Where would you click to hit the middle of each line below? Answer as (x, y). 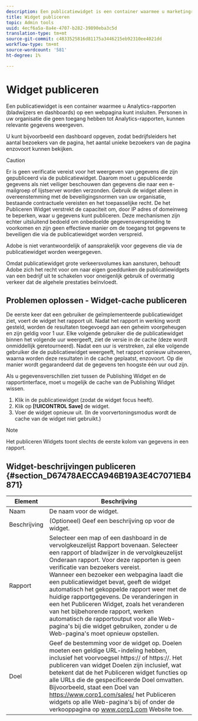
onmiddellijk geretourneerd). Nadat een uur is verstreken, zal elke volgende (98, 346)
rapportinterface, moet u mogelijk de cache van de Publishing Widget (90, 382)
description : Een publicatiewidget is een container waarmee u (85, 11)
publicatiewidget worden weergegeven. (54, 252)
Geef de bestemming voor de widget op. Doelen (115, 643)
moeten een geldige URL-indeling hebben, (108, 650)
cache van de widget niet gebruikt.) (58, 419)
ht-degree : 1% (24, 55)
